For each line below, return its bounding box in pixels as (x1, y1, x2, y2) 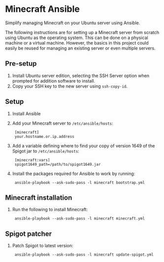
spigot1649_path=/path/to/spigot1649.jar (14, 162, 101, 167)
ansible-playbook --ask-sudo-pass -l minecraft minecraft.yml (14, 216, 145, 221)
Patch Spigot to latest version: (12, 243, 73, 249)
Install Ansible (12, 110, 41, 117)
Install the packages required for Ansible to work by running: (12, 171, 135, 176)
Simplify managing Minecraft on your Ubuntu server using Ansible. (5, 20, 140, 26)
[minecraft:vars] (14, 157, 50, 163)
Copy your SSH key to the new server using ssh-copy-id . (12, 83, 128, 89)
